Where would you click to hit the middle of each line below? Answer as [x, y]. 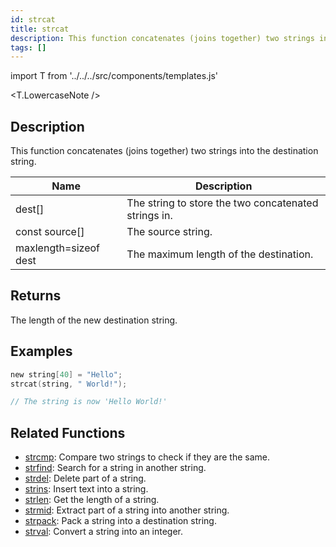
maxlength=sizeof [58, 248]
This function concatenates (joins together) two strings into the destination [164, 151]
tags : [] [28, 47]
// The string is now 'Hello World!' [89, 402]
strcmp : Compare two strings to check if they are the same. [147, 457]
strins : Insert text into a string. [86, 489]
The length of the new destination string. [94, 320]
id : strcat [33, 19]
